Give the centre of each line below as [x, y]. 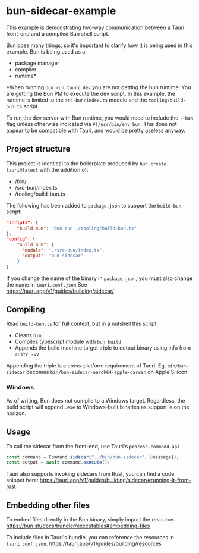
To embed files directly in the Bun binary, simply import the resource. [91, 520]
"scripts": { [22, 222]
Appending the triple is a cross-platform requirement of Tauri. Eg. [86, 366]
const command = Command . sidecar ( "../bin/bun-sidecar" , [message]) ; [93, 457]
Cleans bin [28, 335]
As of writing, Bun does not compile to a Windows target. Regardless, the [96, 400]
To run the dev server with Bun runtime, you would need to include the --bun [100, 118]
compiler [26, 69]
